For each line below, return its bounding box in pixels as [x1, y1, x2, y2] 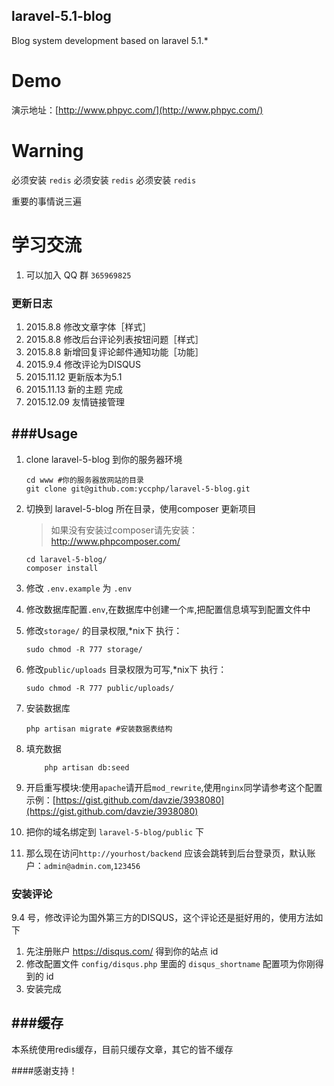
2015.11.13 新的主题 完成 [25, 383, 124, 395]
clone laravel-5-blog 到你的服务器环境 [25, 453, 183, 465]
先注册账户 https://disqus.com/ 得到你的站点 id [25, 945, 219, 958]
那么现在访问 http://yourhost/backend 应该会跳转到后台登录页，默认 [25, 847, 308, 859]
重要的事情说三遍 [11, 195, 82, 207]
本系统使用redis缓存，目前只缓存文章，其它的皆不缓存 [11, 1043, 234, 1055]
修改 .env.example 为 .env [25, 582, 133, 594]
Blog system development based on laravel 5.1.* [11, 34, 209, 46]
